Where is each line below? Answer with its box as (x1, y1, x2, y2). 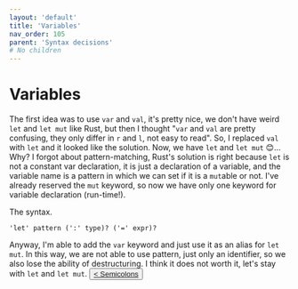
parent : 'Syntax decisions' (9, 37, 114, 47)
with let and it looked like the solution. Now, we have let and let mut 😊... (9, 142, 281, 153)
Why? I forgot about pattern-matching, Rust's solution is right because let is (9, 152, 290, 163)
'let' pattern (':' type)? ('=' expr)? (9, 224, 157, 233)
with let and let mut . (9, 269, 87, 279)
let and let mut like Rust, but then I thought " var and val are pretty (9, 124, 256, 134)
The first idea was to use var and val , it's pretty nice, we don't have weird (9, 114, 280, 124)
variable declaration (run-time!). (9, 189, 126, 200)
